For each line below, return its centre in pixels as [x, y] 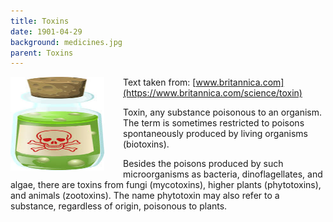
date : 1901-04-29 [46, 31]
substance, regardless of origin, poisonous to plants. [119, 206]
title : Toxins [40, 21]
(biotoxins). [146, 144]
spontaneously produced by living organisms [215, 134]
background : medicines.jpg [66, 42]
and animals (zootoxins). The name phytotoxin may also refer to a [145, 196]
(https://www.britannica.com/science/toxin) [213, 93]
